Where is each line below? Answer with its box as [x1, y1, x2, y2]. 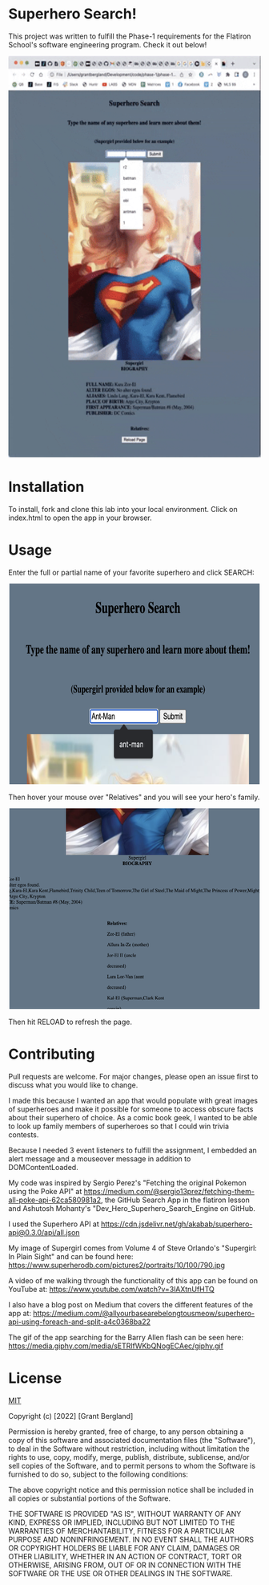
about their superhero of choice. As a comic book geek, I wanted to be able [8, 1112, 258, 1122]
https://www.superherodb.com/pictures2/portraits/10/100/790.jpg [8, 1260, 226, 1270]
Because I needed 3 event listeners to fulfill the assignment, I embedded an [8, 1145, 258, 1155]
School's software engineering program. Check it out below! [8, 39, 207, 49]
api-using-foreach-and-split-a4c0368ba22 [8, 1317, 151, 1327]
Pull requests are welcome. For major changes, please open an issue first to [8, 1071, 259, 1081]
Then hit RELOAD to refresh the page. [8, 1017, 133, 1026]
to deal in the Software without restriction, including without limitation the [8, 1444, 250, 1453]
